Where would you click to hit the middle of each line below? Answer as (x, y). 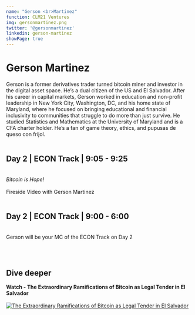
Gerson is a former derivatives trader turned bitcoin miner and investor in (95, 84)
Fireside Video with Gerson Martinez (50, 192)
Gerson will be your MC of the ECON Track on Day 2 (70, 237)
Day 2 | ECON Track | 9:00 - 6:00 (68, 217)
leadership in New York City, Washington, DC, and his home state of (88, 103)
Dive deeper (29, 273)
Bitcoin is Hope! (25, 179)
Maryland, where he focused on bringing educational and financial (87, 109)
